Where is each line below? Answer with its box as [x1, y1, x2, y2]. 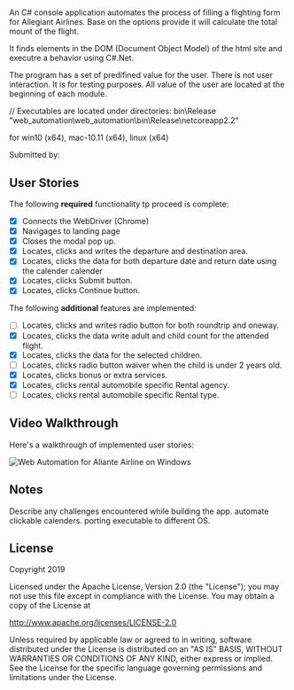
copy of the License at [9, 601, 91, 611]
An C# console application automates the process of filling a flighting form [9, 7, 281, 18]
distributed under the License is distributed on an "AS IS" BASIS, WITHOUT [9, 644, 283, 655]
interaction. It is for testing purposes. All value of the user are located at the [9, 79, 285, 90]
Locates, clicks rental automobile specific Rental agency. [21, 379, 230, 390]
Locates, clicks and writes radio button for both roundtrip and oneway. [21, 320, 279, 330]
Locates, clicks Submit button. [21, 275, 133, 286]
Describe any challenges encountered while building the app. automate [9, 506, 269, 516]
